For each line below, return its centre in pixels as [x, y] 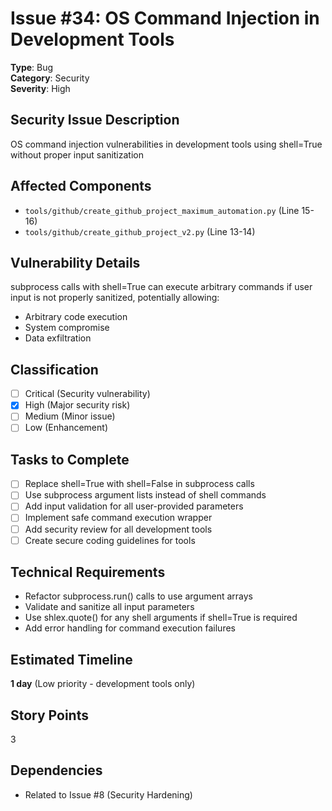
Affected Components [81, 186]
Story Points [49, 715]
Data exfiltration [58, 338]
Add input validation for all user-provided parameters [134, 506]
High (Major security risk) [77, 405]
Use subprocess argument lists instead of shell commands [145, 495]
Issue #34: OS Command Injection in [165, 18]
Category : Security [50, 78]
